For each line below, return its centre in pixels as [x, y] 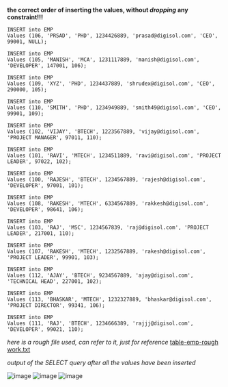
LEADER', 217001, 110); [41, 234]
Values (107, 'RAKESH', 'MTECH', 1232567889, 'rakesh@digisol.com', [106, 251]
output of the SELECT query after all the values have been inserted [101, 363]
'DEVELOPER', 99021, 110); [45, 329]
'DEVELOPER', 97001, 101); [45, 186]
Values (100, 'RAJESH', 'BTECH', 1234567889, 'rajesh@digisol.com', [106, 179]
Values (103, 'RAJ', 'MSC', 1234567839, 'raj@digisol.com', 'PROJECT [108, 227]
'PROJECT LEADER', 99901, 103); [53, 258]
